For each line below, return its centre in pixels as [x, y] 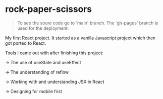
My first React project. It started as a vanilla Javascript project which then [81, 38]
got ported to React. [26, 43]
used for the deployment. [43, 28]
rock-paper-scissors [49, 9]
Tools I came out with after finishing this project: [54, 53]
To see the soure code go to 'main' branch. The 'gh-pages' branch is [88, 23]
